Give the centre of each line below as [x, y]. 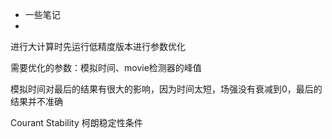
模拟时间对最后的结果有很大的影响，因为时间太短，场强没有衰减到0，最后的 [166, 89]
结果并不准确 [36, 101]
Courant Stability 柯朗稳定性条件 [76, 122]
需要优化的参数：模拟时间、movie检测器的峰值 [106, 67]
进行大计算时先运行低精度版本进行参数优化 [98, 46]
